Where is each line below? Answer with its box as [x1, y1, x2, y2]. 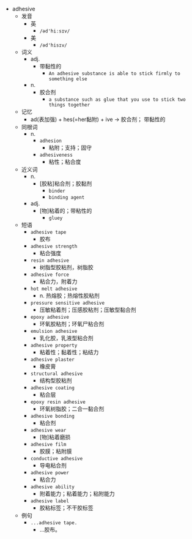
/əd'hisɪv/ [39, 42, 67, 48]
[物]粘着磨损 [39, 434, 71, 440]
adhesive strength [30, 243, 78, 250]
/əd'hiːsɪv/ [39, 28, 70, 34]
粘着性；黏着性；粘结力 [39, 349, 99, 355]
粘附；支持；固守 [48, 144, 92, 151]
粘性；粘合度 [48, 158, 81, 165]
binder [48, 188, 65, 194]
